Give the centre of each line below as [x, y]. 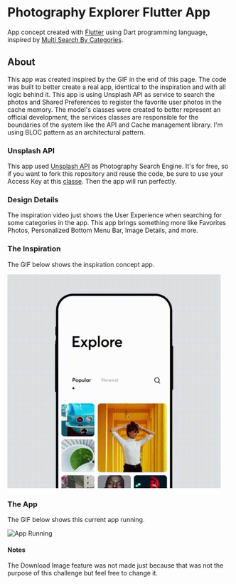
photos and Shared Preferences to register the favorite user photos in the [115, 102]
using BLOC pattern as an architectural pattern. [76, 132]
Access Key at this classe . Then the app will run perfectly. [92, 182]
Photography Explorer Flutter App [109, 12]
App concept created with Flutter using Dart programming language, [108, 32]
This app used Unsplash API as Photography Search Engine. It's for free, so [118, 166]
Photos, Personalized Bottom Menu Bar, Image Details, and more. [103, 230]
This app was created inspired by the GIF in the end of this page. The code [117, 79]
